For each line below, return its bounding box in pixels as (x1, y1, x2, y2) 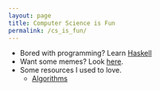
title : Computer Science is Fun (8, 19, 115, 27)
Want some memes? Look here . (19, 57, 124, 66)
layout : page (8, 11, 52, 20)
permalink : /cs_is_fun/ (8, 26, 88, 34)
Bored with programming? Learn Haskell (19, 49, 153, 58)
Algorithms (31, 73, 68, 84)
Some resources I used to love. (19, 65, 122, 75)
